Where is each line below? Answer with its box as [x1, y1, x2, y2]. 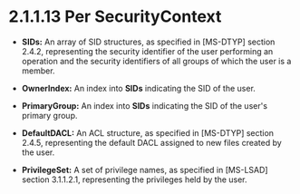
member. [21, 65, 55, 76]
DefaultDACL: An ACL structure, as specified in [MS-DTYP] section [21, 127, 274, 138]
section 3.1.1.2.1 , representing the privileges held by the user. [21, 174, 247, 185]
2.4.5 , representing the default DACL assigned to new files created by [21, 137, 282, 148]
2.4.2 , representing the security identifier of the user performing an [21, 45, 274, 56]
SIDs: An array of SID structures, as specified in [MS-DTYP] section [21, 36, 276, 47]
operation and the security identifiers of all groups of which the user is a [21, 55, 292, 66]
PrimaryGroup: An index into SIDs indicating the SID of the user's [21, 100, 268, 111]
